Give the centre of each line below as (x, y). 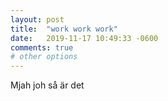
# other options (44, 57)
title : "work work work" (64, 29)
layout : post (37, 19)
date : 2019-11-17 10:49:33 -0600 (84, 38)
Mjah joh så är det (47, 85)
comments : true (42, 47)
